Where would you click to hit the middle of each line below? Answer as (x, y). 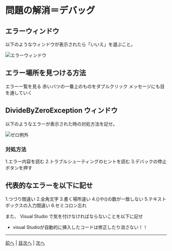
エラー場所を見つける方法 (46, 73)
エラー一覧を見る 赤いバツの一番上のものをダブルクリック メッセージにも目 (85, 86)
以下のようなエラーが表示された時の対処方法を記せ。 (61, 124)
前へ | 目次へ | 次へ (25, 243)
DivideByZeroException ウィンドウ (61, 111)
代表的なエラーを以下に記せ (49, 186)
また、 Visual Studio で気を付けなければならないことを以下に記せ (74, 216)
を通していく (19, 92)
